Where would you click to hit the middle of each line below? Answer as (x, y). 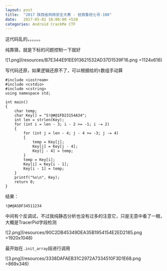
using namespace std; (28, 93)
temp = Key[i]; (39, 160)
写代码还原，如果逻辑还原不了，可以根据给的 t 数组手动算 (64, 70)
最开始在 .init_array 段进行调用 (38, 248)
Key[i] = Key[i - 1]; (46, 164)
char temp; (26, 111)
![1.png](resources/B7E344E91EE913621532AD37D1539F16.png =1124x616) (84, 60)
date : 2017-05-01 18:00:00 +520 (42, 19)
